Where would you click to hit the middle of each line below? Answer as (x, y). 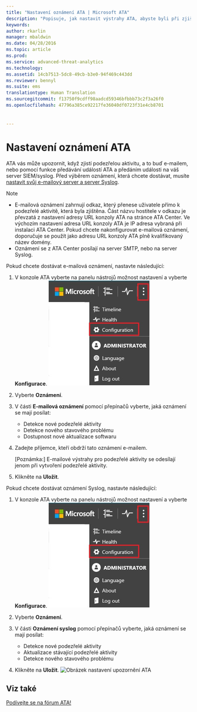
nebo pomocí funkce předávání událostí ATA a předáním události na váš (93, 169)
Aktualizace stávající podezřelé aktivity (70, 652)
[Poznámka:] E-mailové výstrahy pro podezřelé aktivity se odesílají (95, 459)
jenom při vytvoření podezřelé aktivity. (61, 466)
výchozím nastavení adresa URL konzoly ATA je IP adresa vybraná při (98, 223)
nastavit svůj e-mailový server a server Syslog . (63, 182)
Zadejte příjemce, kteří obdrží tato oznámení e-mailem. (81, 448)
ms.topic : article (28, 50)
